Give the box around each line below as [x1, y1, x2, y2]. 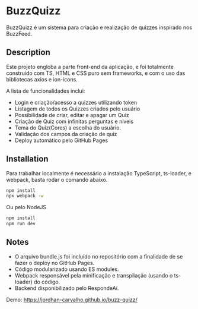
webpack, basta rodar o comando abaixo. [6, 176, 108, 183]
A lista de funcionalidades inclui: [6, 87, 85, 94]
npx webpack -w [6, 193, 44, 199]
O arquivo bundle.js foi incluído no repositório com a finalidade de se [14, 253, 183, 260]
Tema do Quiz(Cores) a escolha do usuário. [14, 124, 122, 131]
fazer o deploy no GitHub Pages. [14, 259, 95, 266]
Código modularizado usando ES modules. [14, 266, 119, 273]
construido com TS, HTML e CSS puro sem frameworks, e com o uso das [6, 70, 186, 77]
